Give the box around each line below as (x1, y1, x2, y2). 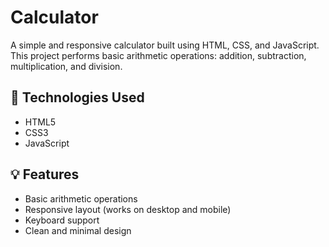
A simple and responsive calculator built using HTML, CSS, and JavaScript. (10, 39, 320, 51)
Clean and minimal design (24, 224, 132, 236)
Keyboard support (24, 214, 100, 226)
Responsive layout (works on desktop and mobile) (24, 203, 232, 215)
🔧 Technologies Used (10, 89, 145, 106)
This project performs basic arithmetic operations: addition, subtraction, (10, 49, 307, 61)
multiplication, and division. (10, 60, 123, 72)
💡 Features (10, 166, 80, 183)
